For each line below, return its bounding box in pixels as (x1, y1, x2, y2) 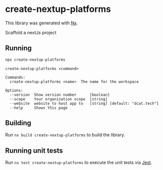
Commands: (5, 75, 26, 80)
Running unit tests (5, 146, 63, 155)
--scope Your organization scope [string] (9, 96, 108, 101)
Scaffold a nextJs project (5, 29, 57, 35)
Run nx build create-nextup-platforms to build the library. (5, 132, 125, 138)
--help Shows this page (9, 105, 68, 110)
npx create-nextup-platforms (5, 57, 66, 62)
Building (5, 119, 31, 127)
